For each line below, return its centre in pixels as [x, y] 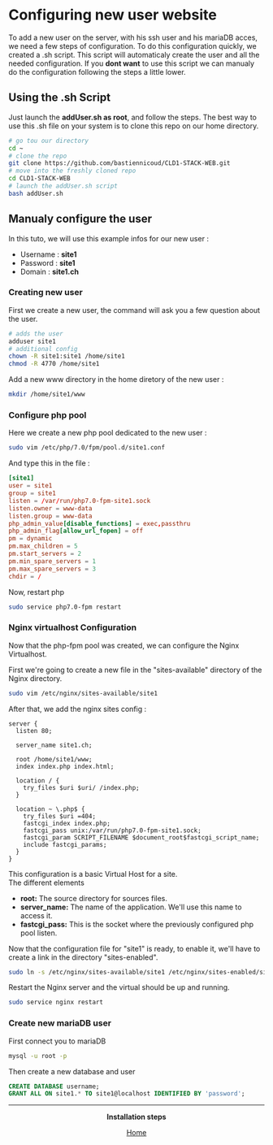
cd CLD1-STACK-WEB [39, 179]
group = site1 [32, 493]
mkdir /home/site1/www [47, 395]
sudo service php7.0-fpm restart [65, 607]
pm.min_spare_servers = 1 [52, 561]
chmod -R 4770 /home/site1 [54, 364]
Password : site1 [48, 262]
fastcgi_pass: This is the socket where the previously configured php [137, 924]
